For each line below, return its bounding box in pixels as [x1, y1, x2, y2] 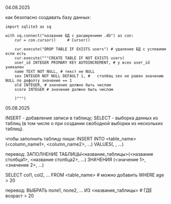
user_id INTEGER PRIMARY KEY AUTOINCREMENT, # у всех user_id [14, 60, 150, 65]
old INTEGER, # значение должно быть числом [14, 83, 111, 88]
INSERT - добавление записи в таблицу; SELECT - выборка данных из [5, 115, 158, 121]
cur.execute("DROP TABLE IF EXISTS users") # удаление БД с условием [14, 47, 166, 52]
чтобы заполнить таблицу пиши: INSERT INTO [5, 136, 105, 141]
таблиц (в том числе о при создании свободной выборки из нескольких [5, 120, 163, 126]
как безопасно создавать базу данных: [5, 14, 91, 20]
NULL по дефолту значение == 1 [5, 78, 72, 83]
